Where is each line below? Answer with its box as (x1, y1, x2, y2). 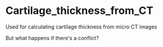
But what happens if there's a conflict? (5, 34, 99, 41)
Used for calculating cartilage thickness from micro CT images (5, 23, 157, 30)
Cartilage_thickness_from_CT (5, 4, 154, 17)
